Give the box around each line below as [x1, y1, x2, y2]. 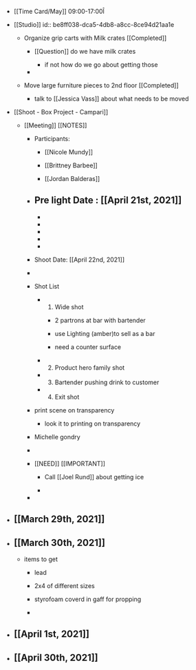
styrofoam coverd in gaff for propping [34, 595, 142, 603]
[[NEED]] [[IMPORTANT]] [34, 459, 105, 468]
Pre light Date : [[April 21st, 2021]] [34, 194, 182, 207]
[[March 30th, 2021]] [13, 536, 105, 548]
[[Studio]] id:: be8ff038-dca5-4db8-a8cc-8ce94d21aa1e [13, 21, 175, 28]
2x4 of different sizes [34, 582, 95, 590]
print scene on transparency [34, 406, 115, 414]
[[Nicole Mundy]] [44, 148, 94, 156]
